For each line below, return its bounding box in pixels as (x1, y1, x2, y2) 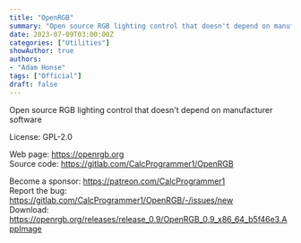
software (9, 114, 42, 125)
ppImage (9, 223, 42, 234)
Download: (9, 204, 49, 215)
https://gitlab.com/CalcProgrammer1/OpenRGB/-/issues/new (9, 195, 234, 205)
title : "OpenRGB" (9, 13, 74, 22)
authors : (9, 55, 42, 64)
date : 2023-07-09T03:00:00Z (9, 30, 115, 39)
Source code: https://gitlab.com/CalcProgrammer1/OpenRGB (9, 158, 235, 169)
